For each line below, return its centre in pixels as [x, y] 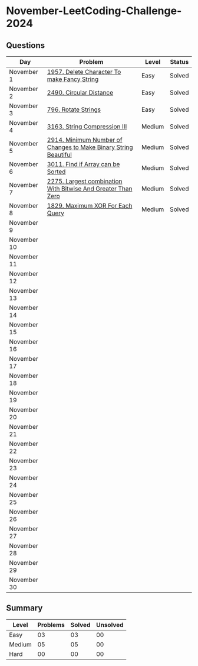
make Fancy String [73, 79]
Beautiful [59, 155]
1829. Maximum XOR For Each [90, 206]
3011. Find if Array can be [83, 164]
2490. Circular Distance [80, 93]
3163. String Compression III [87, 127]
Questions [26, 45]
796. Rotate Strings [74, 109]
